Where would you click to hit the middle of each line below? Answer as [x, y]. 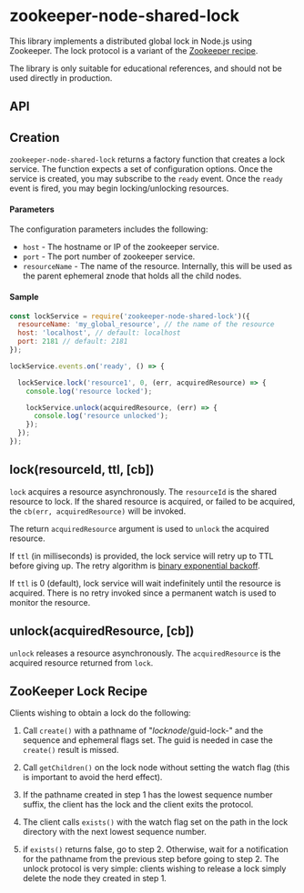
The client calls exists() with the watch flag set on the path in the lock [155, 822]
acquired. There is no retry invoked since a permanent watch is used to [143, 593]
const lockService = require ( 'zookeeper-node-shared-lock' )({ [130, 316]
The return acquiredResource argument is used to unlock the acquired [140, 528]
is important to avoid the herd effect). [92, 778]
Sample [24, 296]
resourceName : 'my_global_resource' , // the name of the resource [146, 325]
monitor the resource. [50, 602]
